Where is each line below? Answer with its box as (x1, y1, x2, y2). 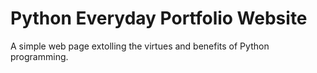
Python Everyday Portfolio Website (10, 7, 308, 30)
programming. (10, 50, 69, 62)
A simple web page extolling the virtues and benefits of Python (10, 40, 270, 52)
